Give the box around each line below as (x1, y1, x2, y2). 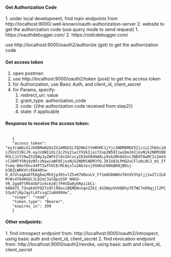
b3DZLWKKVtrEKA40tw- (5, 167, 50, 173)
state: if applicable (20, 108, 60, 115)
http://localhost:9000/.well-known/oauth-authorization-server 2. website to (5, 21, 165, 27)
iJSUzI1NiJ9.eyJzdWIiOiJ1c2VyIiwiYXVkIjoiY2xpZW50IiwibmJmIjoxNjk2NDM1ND (5, 149, 166, 155)
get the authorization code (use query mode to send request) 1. (5, 26, 139, 33)
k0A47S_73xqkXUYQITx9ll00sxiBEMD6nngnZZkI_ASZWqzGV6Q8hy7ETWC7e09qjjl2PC (5, 185, 166, 191)
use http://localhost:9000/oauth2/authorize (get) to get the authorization (5, 42, 159, 48)
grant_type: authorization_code (20, 97, 86, 104)
